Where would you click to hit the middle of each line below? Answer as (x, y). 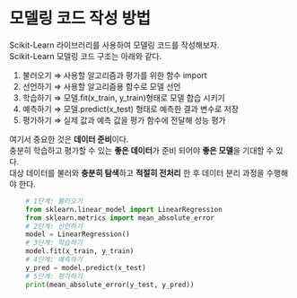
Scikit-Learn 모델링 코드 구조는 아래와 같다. (86, 56)
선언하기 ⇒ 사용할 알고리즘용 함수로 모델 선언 (101, 86)
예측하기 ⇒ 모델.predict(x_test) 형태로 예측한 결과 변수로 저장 (131, 109)
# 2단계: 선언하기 (54, 226)
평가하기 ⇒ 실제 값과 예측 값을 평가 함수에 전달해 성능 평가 (124, 120)
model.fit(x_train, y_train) (80, 251)
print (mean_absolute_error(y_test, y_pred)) (110, 285)
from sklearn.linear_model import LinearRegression (124, 209)
